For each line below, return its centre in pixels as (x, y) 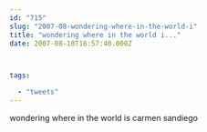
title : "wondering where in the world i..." (95, 35)
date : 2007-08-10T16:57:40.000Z (71, 43)
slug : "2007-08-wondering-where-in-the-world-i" (103, 26)
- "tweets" (38, 92)
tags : (20, 76)
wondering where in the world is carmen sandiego (104, 118)
